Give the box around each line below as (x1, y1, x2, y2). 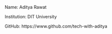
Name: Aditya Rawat (4, 4, 47, 10)
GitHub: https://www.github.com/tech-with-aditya (4, 23, 107, 29)
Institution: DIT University (4, 14, 57, 19)
